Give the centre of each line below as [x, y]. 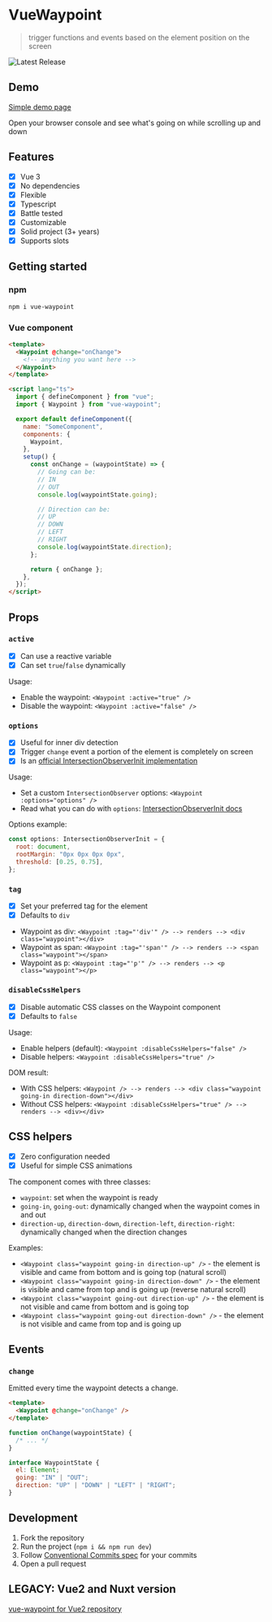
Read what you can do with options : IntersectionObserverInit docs [131, 809]
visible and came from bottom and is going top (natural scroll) [123, 1272]
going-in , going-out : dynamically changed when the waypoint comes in [140, 1206]
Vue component [41, 327]
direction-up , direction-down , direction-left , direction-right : [127, 1223]
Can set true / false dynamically [73, 665]
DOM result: [28, 1072]
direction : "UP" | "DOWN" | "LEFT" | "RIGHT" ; [96, 1485]
